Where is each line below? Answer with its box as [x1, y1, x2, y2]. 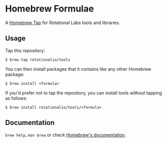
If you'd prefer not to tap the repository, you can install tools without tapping [5, 90, 162, 96]
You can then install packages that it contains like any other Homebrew [5, 66, 151, 72]
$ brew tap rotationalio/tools [5, 57, 70, 62]
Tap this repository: [5, 47, 45, 53]
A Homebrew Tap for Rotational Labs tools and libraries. [5, 20, 120, 26]
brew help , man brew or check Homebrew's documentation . [5, 131, 126, 138]
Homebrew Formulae [5, 3, 94, 15]
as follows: [5, 95, 27, 101]
